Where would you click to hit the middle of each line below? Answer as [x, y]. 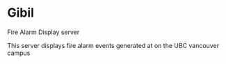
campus [19, 53]
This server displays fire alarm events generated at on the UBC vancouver [113, 45]
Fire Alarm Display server [43, 32]
